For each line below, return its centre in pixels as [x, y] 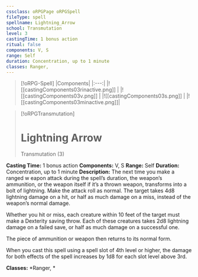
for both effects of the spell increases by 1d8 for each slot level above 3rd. [97, 257]
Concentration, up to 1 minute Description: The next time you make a [90, 172]
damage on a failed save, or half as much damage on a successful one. [93, 227]
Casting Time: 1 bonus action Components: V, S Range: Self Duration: [93, 166]
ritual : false [24, 45]
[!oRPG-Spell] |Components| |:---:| [63, 83]
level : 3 [17, 34]
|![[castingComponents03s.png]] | [144, 96]
